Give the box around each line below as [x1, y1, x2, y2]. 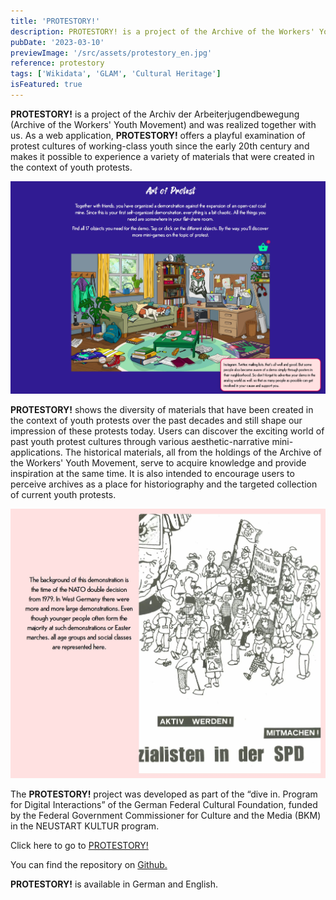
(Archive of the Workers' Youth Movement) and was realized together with [10, 118, 317, 130]
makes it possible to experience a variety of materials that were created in [10, 150, 315, 162]
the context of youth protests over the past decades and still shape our [10, 414, 303, 426]
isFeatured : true [10, 80, 83, 90]
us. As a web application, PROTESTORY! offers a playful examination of [10, 129, 306, 141]
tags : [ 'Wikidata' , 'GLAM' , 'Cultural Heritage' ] [10, 69, 222, 79]
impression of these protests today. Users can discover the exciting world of [10, 425, 325, 437]
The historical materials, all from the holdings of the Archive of [64, 446, 323, 458]
